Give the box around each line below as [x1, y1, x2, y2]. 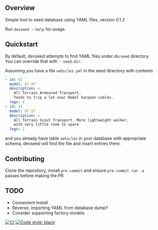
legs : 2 [9, 127, 25, 131]
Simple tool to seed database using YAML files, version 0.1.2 [5, 16, 125, 22]
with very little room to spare [14, 122, 79, 127]
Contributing [5, 155, 45, 163]
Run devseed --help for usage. [5, 26, 66, 32]
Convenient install [12, 199, 48, 205]
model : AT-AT [9, 82, 36, 86]
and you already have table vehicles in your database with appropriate [5, 135, 146, 141]
